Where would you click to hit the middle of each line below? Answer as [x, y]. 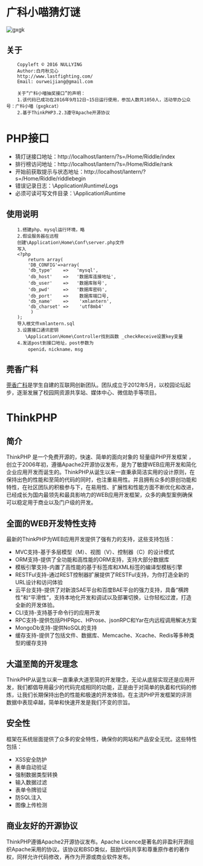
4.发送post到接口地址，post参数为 [56, 343]
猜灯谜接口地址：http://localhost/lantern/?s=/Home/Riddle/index [95, 156]
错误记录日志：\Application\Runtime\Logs [66, 185]
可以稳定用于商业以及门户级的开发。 [51, 502]
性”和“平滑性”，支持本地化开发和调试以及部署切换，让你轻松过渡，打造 [103, 598]
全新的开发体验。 [36, 605]
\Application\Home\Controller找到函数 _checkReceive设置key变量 [104, 336]
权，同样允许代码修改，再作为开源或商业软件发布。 [70, 857]
